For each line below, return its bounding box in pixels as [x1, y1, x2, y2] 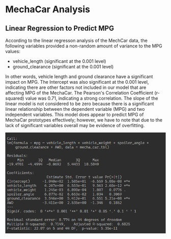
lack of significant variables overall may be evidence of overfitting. [5, 123, 145, 128]
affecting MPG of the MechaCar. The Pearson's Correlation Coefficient [5, 90, 154, 95]
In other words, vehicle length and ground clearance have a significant [5, 74, 153, 80]
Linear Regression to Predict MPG [5, 24, 115, 33]
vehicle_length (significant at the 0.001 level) [12, 58, 106, 64]
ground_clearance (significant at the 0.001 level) [12, 64, 114, 69]
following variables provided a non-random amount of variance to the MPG [5, 43, 163, 49]
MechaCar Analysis [5, 4, 91, 15]
